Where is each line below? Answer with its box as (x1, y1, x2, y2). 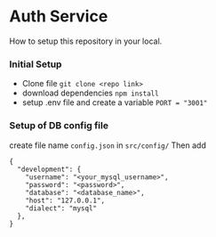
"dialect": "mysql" (25, 203, 98, 213)
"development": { (17, 165, 82, 174)
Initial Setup (9, 58, 62, 70)
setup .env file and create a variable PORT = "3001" (21, 97, 208, 108)
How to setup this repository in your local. (9, 36, 163, 46)
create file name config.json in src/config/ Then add (9, 140, 206, 151)
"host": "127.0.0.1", (25, 196, 105, 205)
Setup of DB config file (9, 119, 109, 132)
